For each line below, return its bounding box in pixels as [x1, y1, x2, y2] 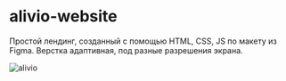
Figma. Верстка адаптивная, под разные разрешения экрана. [9, 45, 243, 55]
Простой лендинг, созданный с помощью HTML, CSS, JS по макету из [9, 36, 278, 46]
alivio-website [9, 6, 118, 27]
